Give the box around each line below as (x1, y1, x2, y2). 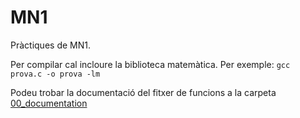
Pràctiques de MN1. (10, 39, 91, 51)
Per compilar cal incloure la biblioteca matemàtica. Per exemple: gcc (10, 58, 291, 70)
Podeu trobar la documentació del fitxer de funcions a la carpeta (10, 86, 277, 98)
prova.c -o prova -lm (10, 69, 101, 79)
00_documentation (10, 97, 88, 109)
